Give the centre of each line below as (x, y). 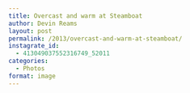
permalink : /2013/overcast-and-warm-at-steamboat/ (95, 38)
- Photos (30, 69)
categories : (28, 61)
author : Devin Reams (43, 23)
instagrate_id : (34, 46)
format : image (32, 76)
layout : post (30, 31)
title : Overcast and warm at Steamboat (76, 16)
